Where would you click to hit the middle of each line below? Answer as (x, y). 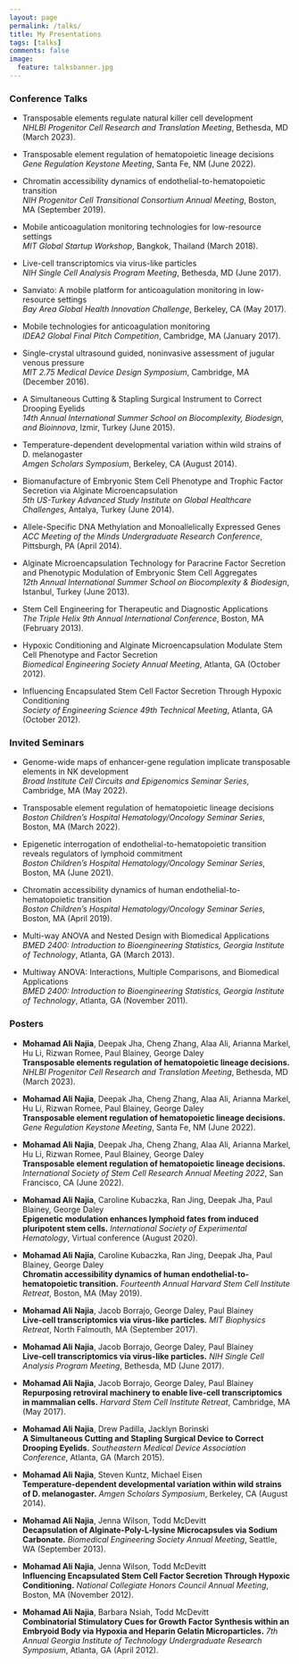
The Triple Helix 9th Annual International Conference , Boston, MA (143, 618)
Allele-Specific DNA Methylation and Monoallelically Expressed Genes (151, 527)
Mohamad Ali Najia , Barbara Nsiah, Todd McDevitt (116, 1612)
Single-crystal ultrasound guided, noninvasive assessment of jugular (148, 353)
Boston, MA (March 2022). (71, 827)
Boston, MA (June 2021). (68, 873)
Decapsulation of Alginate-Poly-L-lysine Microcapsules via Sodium (150, 1530)
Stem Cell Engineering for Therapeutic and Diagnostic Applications (145, 609)
